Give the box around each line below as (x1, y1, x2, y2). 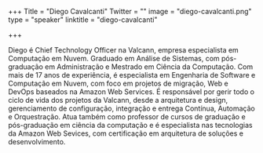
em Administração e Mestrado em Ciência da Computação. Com (44, 62, 254, 71)
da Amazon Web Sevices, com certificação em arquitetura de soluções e (8, 129, 244, 138)
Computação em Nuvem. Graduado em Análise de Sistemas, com (8, 54, 220, 63)
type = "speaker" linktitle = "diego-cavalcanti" (8, 15, 158, 24)
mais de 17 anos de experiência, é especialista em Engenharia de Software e (8, 71, 256, 79)
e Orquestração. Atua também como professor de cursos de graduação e (8, 112, 246, 121)
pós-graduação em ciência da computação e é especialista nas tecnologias (8, 121, 253, 129)
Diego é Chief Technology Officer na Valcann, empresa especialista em (8, 46, 239, 54)
